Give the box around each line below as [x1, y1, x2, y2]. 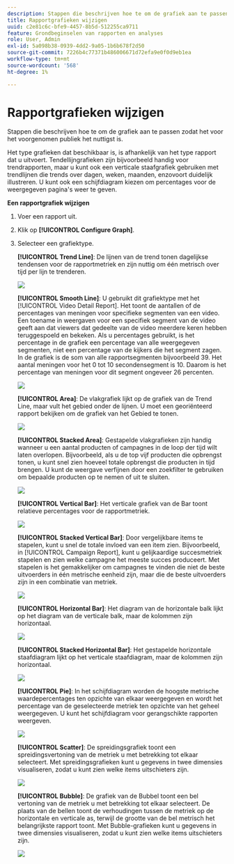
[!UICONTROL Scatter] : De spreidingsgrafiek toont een [17, 743, 176, 752]
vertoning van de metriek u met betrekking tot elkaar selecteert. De [17, 799, 210, 808]
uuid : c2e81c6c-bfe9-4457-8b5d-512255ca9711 [7, 23, 139, 30]
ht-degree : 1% [7, 68, 49, 75]
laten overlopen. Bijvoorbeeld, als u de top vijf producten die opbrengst [17, 450, 222, 460]
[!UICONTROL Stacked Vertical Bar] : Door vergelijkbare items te [17, 533, 203, 542]
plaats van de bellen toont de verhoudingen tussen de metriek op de [17, 807, 214, 815]
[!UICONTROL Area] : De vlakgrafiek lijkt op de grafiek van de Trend [17, 395, 212, 403]
